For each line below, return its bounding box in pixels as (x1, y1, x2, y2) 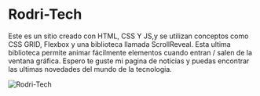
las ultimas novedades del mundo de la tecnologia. (8, 64, 173, 73)
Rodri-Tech (8, 5, 82, 23)
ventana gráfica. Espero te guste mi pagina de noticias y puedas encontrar (8, 56, 250, 66)
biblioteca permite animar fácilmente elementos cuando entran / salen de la (8, 48, 253, 57)
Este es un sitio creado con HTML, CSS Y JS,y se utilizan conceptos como (8, 31, 249, 41)
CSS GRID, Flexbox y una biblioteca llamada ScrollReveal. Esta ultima (8, 39, 231, 48)
